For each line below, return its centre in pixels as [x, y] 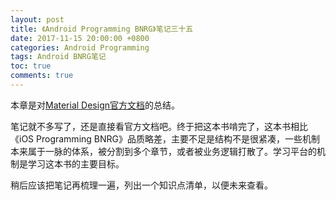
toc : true [31, 66]
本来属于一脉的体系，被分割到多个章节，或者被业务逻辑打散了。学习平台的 [163, 151]
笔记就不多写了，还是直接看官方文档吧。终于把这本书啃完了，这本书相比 [159, 126]
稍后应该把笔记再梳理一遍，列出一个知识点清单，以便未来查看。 [141, 185]
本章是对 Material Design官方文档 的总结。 [95, 105]
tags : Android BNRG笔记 [58, 57]
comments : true [42, 76]
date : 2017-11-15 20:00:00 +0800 [80, 38]
